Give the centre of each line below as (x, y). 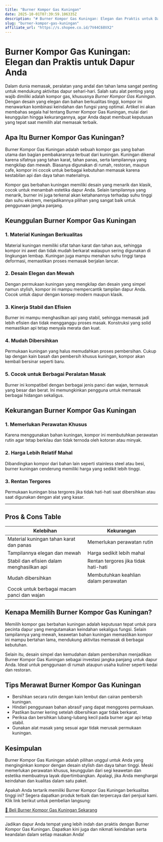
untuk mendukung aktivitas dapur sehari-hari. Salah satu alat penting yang (80, 91)
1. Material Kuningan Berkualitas (44, 235)
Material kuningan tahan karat (41, 539)
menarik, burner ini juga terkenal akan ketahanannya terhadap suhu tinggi (79, 195)
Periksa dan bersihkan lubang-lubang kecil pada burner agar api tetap (82, 718)
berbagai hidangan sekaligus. (34, 395)
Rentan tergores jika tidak (116, 561)
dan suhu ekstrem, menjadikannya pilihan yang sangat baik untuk (70, 200)
